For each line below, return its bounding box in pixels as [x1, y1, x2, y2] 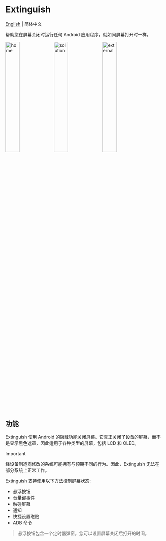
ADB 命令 [12, 519, 32, 526]
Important [5, 450, 26, 456]
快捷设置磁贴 [12, 513, 39, 519]
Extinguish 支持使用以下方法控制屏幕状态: [5, 478, 91, 484]
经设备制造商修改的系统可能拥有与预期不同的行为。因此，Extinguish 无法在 [5, 461, 160, 467]
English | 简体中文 [5, 21, 42, 27]
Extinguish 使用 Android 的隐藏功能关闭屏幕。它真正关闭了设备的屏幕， [5, 434, 152, 440]
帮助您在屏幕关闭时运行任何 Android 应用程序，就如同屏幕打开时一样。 [5, 31, 151, 37]
